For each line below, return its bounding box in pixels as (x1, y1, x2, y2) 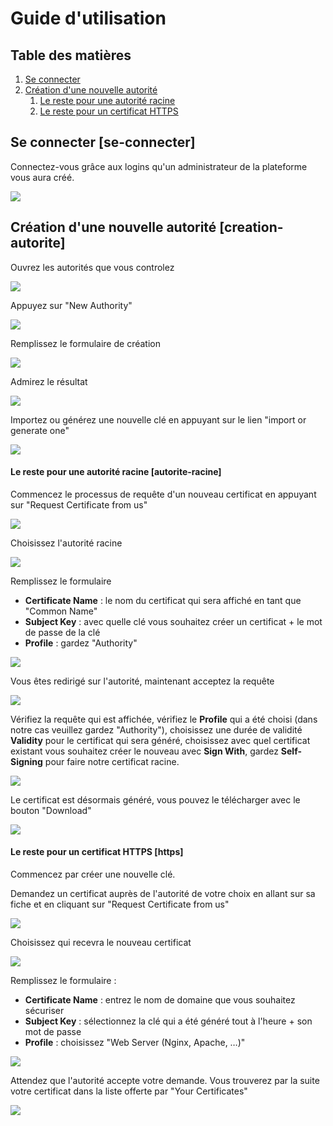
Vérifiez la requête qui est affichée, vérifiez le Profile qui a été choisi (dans (10, 713, 318, 725)
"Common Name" (24, 605, 98, 617)
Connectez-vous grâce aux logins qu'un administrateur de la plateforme (10, 160, 308, 172)
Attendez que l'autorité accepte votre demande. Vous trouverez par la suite (10, 1075, 320, 1087)
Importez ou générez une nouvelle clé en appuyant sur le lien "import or (10, 413, 307, 426)
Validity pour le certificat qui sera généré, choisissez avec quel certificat (10, 734, 311, 746)
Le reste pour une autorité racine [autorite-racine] (10, 466, 222, 478)
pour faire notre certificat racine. (44, 755, 180, 767)
